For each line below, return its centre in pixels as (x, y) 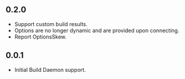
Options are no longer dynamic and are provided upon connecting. (97, 30)
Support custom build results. (51, 24)
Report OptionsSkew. (40, 37)
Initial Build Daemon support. (50, 69)
